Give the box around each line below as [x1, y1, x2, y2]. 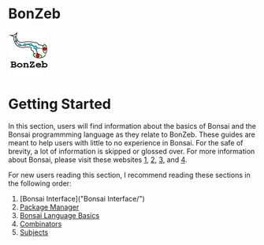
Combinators [19, 219, 62, 228]
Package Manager [19, 202, 80, 212]
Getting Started [8, 96, 112, 113]
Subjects [19, 227, 49, 237]
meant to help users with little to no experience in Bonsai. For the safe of [8, 138, 244, 147]
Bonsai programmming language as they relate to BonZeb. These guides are [8, 130, 256, 139]
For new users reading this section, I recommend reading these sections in [8, 170, 251, 179]
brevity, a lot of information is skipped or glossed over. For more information [8, 146, 255, 156]
